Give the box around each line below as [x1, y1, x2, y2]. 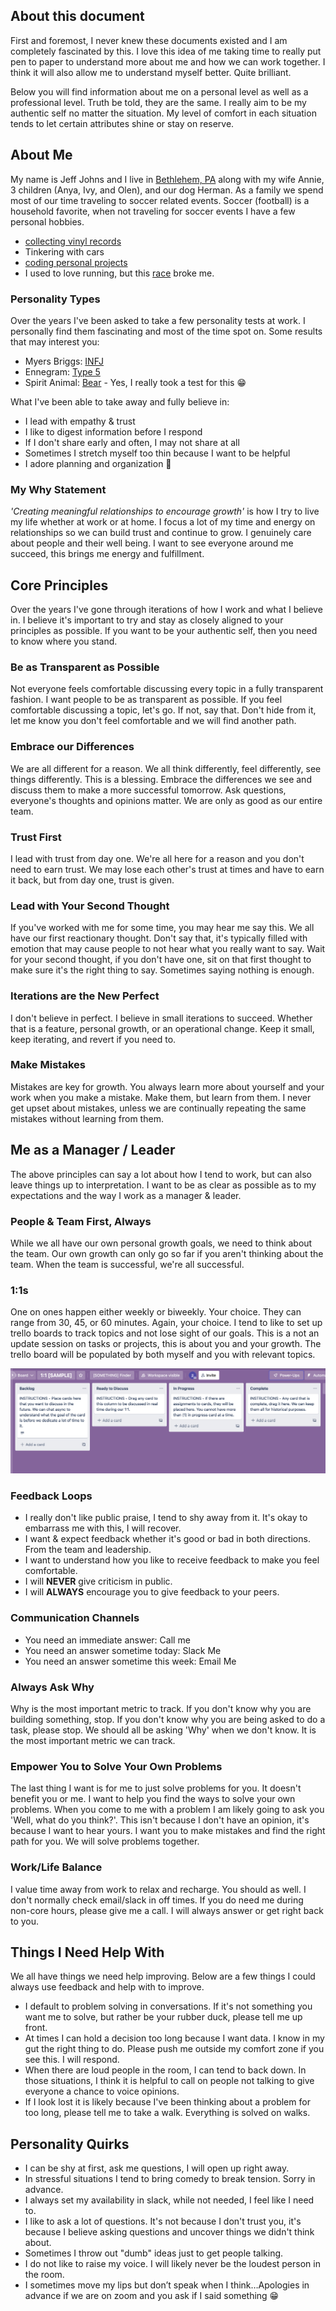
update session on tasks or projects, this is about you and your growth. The [10, 1338, 322, 1350]
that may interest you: [10, 335, 100, 348]
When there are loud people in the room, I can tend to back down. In [24, 2064, 307, 2076]
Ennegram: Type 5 [24, 365, 101, 378]
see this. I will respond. [24, 2054, 120, 2066]
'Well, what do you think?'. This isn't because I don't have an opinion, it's [10, 1814, 310, 1826]
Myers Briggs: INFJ [24, 355, 104, 367]
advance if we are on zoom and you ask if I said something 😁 [24, 2290, 280, 2302]
